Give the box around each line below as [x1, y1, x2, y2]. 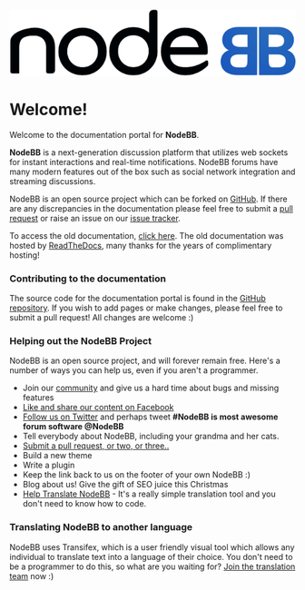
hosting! [9, 250, 40, 261]
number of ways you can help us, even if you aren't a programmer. [9, 365, 259, 376]
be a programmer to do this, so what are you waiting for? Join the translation [9, 561, 296, 572]
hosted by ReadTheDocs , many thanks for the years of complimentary [9, 240, 272, 251]
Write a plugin [22, 459, 75, 471]
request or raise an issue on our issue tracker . [9, 212, 182, 223]
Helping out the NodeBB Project [9, 334, 152, 347]
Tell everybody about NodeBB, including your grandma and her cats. [22, 431, 280, 442]
